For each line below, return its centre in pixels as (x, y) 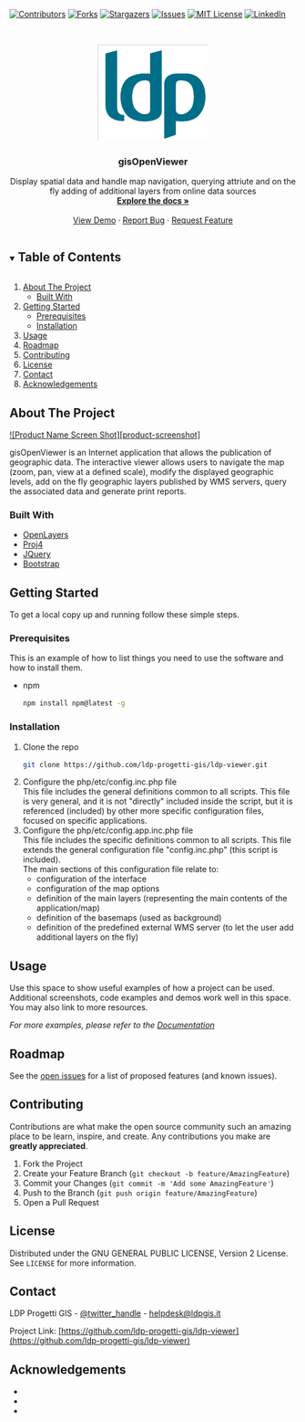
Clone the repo (51, 747)
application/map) (68, 908)
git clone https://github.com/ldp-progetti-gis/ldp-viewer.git (145, 764)
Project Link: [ (36, 1331)
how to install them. (46, 668)
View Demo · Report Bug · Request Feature (153, 220)
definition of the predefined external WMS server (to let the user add (165, 928)
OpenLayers (46, 535)
